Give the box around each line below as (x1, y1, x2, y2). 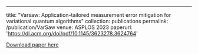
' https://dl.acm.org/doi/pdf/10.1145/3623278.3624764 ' (6, 30, 138, 37)
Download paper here (6, 41, 59, 48)
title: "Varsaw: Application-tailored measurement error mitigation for (6, 12, 171, 18)
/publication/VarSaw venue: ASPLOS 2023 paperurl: (6, 24, 133, 31)
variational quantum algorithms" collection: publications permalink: (6, 18, 169, 24)
